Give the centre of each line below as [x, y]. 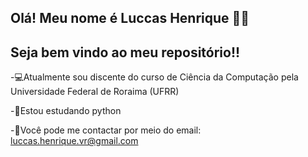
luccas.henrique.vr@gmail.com [74, 141]
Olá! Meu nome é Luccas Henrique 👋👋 [130, 18]
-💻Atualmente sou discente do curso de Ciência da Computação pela [154, 77]
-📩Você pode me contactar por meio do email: [106, 130]
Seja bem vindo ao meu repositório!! [125, 52]
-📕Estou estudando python [66, 111]
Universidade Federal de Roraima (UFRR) [95, 92]
